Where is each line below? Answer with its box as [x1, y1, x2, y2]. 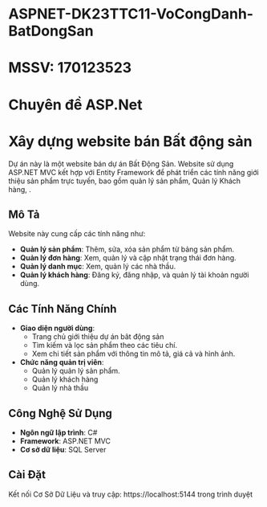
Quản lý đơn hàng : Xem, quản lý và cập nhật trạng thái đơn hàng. [19, 253, 237, 263]
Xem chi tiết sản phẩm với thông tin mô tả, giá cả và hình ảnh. [31, 349, 236, 358]
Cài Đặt [8, 468, 47, 482]
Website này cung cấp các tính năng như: [8, 229, 146, 239]
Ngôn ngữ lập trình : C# [19, 427, 98, 437]
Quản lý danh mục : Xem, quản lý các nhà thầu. [19, 262, 176, 272]
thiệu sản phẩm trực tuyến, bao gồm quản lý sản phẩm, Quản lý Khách [8, 176, 241, 186]
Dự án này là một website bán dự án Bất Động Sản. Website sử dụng [8, 158, 234, 169]
